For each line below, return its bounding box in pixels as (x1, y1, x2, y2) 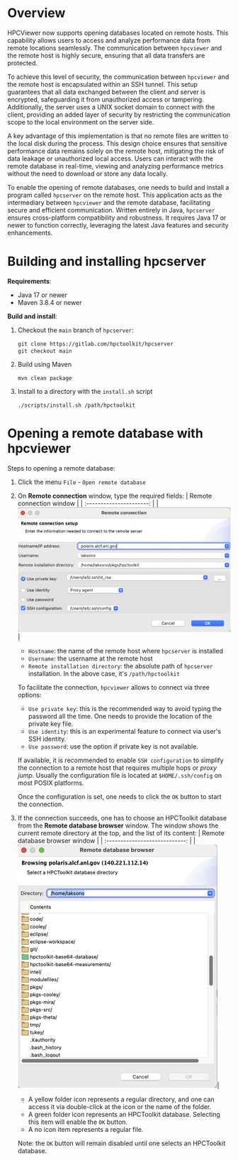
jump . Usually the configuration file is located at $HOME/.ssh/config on (17, 771, 222, 780)
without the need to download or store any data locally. (7, 169, 168, 178)
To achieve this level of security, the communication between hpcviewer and (7, 73, 229, 81)
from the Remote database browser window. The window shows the (17, 821, 219, 830)
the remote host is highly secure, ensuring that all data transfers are (7, 51, 205, 60)
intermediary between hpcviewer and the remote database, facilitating (7, 198, 211, 207)
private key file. (28, 719, 74, 728)
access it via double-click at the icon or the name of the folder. (28, 1103, 212, 1111)
